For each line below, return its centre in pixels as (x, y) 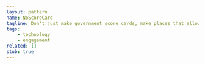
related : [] (21, 46)
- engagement (34, 40)
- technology (34, 35)
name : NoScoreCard (30, 18)
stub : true (20, 52)
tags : (13, 29)
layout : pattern (27, 12)
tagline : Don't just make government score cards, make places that (95, 23)
